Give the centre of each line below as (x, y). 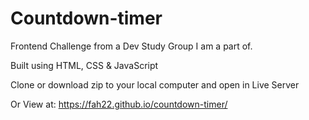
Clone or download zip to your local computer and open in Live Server (155, 84)
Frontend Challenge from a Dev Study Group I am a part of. (131, 46)
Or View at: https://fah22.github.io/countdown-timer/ (119, 104)
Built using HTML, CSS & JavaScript (84, 65)
